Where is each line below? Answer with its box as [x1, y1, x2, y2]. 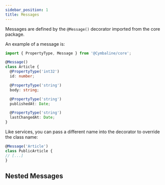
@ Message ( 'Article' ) [5, 144, 49, 149]
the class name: [5, 134, 38, 140]
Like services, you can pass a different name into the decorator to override [5, 129, 160, 135]
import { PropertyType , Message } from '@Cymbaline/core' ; [5, 51, 132, 56]
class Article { [5, 64, 39, 69]
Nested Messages [5, 171, 63, 180]
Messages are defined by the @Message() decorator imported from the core [5, 26, 160, 32]
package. [5, 31, 25, 37]
